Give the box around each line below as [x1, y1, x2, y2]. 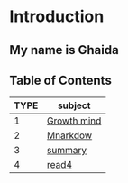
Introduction [9, 6, 105, 27]
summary [46, 144, 87, 157]
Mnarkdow [46, 129, 93, 142]
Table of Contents [9, 72, 113, 87]
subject [57, 99, 91, 112]
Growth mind [46, 114, 102, 127]
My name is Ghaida [9, 42, 119, 58]
